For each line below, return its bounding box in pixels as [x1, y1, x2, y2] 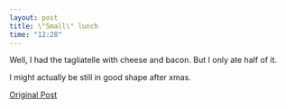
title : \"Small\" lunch [9, 22, 99, 31]
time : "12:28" [9, 30, 63, 39]
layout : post [9, 13, 59, 23]
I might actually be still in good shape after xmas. [9, 72, 191, 83]
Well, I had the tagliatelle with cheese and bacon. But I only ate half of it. [9, 55, 278, 66]
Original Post [9, 89, 58, 100]
